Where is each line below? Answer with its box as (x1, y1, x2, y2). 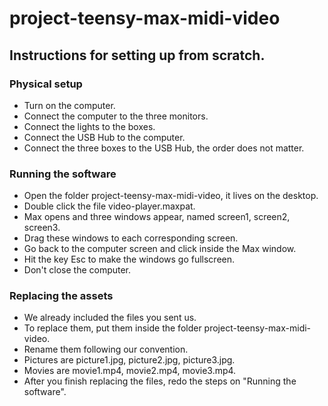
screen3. (23, 222, 61, 234)
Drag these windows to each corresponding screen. (23, 232, 239, 244)
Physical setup (9, 77, 83, 91)
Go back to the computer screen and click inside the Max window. (23, 243, 297, 255)
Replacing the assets (9, 289, 114, 303)
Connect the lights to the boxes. (23, 120, 156, 132)
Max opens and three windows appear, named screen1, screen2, (23, 211, 291, 223)
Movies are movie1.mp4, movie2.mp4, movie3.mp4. (23, 365, 237, 377)
